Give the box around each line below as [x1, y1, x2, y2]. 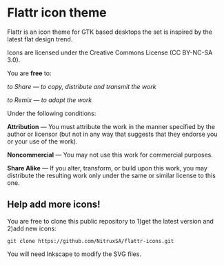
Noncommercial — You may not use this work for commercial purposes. [7, 150, 214, 159]
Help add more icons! [7, 199, 101, 210]
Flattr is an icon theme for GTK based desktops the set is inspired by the [7, 28, 212, 36]
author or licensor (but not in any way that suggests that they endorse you [7, 130, 218, 138]
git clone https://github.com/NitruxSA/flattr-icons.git [7, 237, 174, 244]
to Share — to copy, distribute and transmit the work [7, 82, 156, 90]
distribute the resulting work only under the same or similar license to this [7, 171, 216, 179]
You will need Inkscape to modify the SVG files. [7, 250, 141, 258]
